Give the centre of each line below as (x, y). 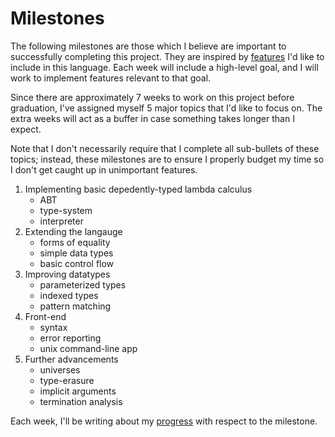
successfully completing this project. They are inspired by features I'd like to (167, 56)
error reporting (70, 338)
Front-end (45, 316)
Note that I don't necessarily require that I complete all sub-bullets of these (165, 148)
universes (60, 369)
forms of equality (75, 242)
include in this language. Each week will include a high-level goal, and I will (164, 67)
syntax (53, 327)
